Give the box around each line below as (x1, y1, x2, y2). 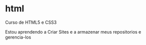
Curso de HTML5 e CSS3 (5, 19, 57, 25)
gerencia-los (5, 34, 31, 40)
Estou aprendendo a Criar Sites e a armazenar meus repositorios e (5, 29, 142, 35)
